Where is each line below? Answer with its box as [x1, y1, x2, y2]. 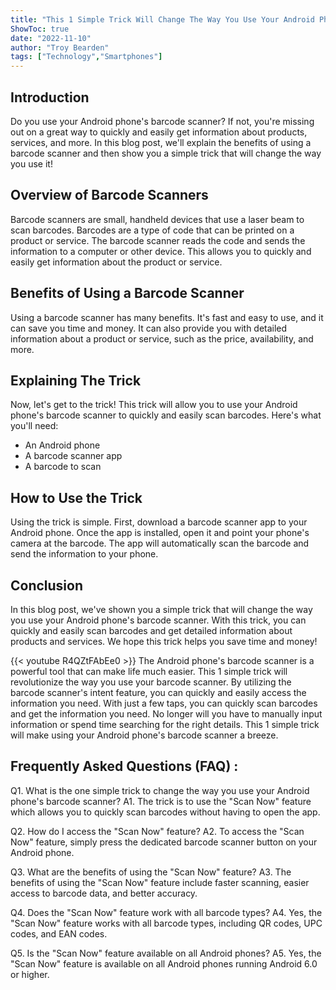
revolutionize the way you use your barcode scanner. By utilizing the [10, 676, 292, 688]
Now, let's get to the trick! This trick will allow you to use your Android [10, 399, 298, 411]
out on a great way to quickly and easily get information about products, [10, 126, 308, 138]
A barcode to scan [24, 461, 102, 473]
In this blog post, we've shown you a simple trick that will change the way [10, 604, 313, 615]
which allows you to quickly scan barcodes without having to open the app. [10, 806, 321, 818]
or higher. [10, 968, 50, 980]
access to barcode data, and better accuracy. [10, 887, 198, 899]
